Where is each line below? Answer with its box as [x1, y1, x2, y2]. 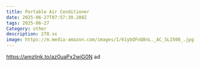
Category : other [6, 25, 47, 32]
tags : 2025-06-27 [6, 20, 50, 26]
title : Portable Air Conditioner [6, 8, 90, 15]
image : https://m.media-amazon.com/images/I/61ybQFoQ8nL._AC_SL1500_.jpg [6, 37, 195, 43]
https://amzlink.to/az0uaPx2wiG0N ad [6, 53, 101, 60]
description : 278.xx [6, 31, 58, 37]
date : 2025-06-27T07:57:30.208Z [6, 14, 87, 20]
